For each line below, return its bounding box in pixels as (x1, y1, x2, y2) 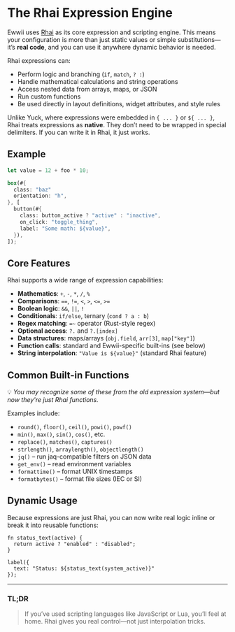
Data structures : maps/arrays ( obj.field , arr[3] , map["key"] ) (17, 334, 196, 343)
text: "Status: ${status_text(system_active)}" (13, 565, 155, 572)
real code (16, 43, 45, 51)
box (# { (7, 180, 27, 187)
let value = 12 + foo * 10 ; (7, 166, 90, 174)
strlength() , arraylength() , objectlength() (17, 445, 144, 453)
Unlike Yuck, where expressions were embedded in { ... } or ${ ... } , (7, 113, 215, 122)
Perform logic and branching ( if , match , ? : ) (17, 70, 145, 78)
